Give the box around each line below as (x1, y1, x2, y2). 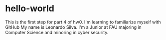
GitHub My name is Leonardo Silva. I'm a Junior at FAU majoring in (5, 24, 142, 30)
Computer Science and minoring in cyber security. (5, 29, 109, 35)
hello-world (5, 3, 55, 14)
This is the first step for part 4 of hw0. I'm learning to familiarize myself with (5, 19, 161, 25)
